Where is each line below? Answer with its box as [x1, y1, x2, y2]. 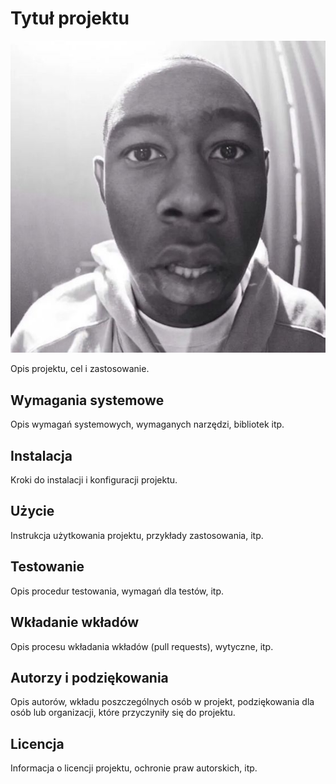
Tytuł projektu [10, 7, 130, 30]
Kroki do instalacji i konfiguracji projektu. [10, 474, 178, 486]
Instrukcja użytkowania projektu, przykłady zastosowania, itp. [10, 529, 264, 541]
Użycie [10, 503, 55, 520]
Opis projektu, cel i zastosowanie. [10, 363, 150, 375]
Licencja [10, 735, 65, 752]
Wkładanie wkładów [10, 614, 140, 631]
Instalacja [10, 447, 73, 464]
